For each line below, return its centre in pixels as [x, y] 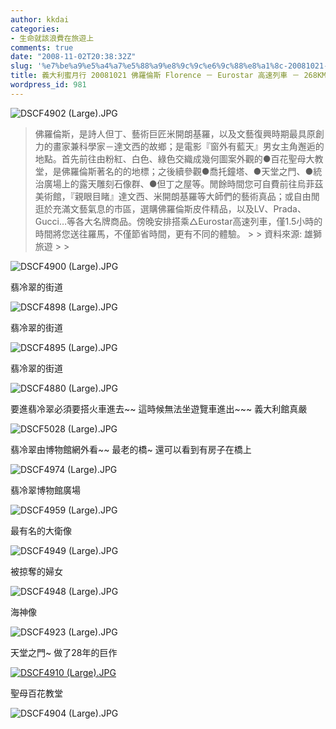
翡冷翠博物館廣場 [45, 490]
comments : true [42, 47]
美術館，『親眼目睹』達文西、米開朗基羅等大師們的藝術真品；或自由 [173, 196]
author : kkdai [40, 19]
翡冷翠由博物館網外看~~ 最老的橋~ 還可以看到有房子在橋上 [131, 449]
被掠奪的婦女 [36, 571]
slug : [21, 66]
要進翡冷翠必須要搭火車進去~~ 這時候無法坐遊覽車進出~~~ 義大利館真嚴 [159, 408]
